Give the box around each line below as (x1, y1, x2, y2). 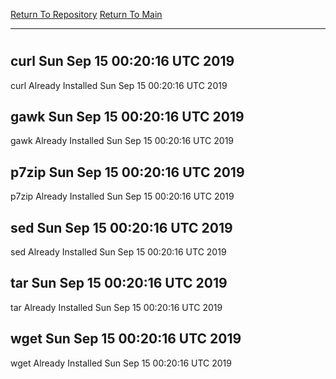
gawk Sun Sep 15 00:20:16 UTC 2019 (10, 109, 245, 125)
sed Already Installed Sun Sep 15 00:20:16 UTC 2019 (10, 246, 227, 258)
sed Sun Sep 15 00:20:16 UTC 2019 (10, 219, 233, 236)
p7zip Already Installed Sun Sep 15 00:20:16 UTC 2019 (10, 190, 235, 203)
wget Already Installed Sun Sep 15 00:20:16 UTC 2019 (10, 357, 232, 369)
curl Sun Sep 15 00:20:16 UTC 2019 (10, 53, 235, 70)
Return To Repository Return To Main (10, 9, 163, 20)
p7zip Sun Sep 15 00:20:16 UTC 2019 (10, 164, 245, 181)
